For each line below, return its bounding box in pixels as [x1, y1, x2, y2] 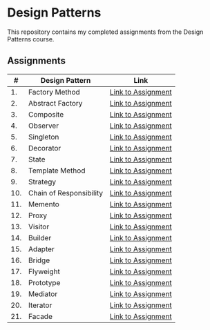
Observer [28, 121, 59, 130]
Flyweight [28, 266, 60, 276]
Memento [28, 199, 60, 208]
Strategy [28, 177, 57, 186]
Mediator [28, 289, 58, 298]
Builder [28, 233, 52, 242]
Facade [28, 311, 53, 321]
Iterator [28, 300, 52, 310]
